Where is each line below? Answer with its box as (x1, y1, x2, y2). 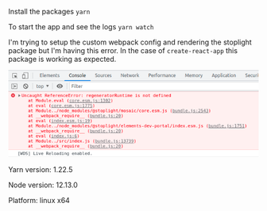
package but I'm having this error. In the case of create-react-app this (8, 46, 238, 55)
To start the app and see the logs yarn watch (8, 22, 154, 31)
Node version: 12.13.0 (8, 180, 78, 190)
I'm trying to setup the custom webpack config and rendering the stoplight (8, 37, 252, 47)
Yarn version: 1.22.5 (8, 164, 73, 174)
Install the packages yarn (8, 7, 91, 16)
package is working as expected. (8, 55, 117, 63)
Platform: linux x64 (8, 195, 70, 205)
